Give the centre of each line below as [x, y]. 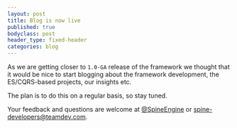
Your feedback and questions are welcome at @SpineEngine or [100, 109]
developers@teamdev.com [47, 117]
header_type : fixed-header [47, 40]
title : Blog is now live [44, 21]
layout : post [27, 14]
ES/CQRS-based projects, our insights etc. [70, 82]
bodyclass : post [31, 34]
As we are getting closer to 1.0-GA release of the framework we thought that [119, 67]
